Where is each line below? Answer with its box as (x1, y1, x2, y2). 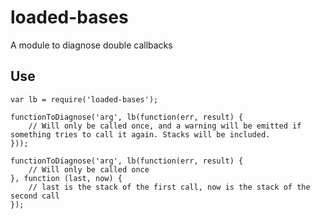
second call (10, 191, 60, 201)
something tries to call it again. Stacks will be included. (10, 129, 271, 140)
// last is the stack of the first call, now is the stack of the (28, 182, 311, 192)
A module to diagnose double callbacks (10, 39, 173, 51)
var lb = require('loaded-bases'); (10, 94, 159, 105)
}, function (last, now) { (10, 173, 123, 183)
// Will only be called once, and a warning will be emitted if (28, 121, 302, 131)
